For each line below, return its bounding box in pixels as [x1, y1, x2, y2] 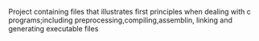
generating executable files [8, 24, 99, 33]
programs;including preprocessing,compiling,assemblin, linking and [8, 15, 233, 25]
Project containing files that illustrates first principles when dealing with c [8, 7, 251, 16]
